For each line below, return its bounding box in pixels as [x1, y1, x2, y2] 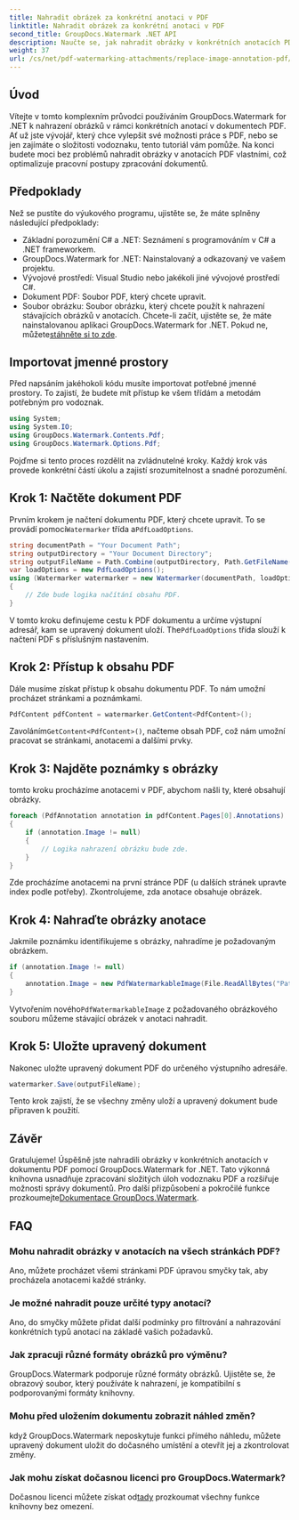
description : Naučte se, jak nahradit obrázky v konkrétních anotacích [9, 37, 280, 47]
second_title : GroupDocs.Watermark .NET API [9, 29, 177, 38]
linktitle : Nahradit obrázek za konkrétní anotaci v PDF [9, 21, 225, 30]
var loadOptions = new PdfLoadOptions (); [9, 566, 166, 575]
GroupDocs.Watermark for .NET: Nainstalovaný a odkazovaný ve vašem [21, 253, 287, 263]
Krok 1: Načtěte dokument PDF [9, 490, 182, 505]
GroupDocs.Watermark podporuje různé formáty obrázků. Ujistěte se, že [9, 1369, 276, 1379]
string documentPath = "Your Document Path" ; [9, 540, 181, 550]
